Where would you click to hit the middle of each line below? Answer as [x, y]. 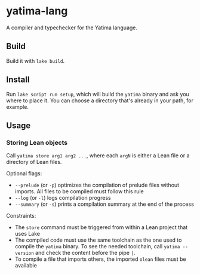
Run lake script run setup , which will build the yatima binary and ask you [98, 94]
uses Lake [27, 234]
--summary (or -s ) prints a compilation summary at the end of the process [104, 204]
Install [18, 80]
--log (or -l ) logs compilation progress [63, 198]
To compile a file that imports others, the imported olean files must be [100, 259]
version [24, 253]
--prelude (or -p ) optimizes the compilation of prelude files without [97, 185]
